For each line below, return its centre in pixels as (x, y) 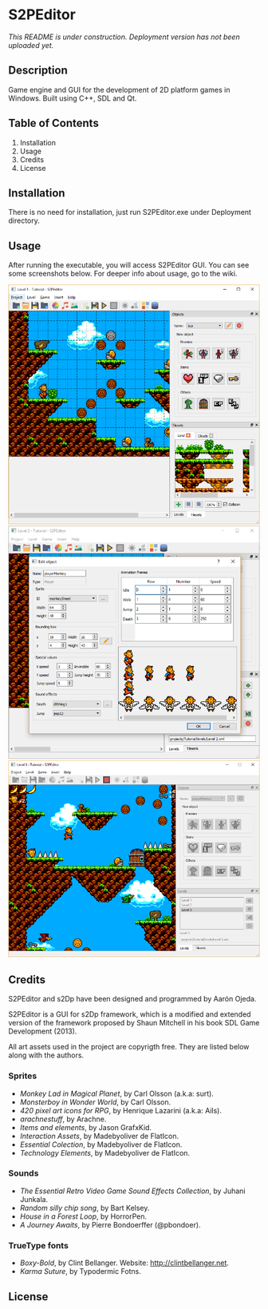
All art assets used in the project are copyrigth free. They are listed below (129, 1047)
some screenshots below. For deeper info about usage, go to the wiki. (123, 274)
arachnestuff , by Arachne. (63, 1119)
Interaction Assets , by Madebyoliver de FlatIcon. (99, 1136)
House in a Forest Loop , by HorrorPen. (83, 1216)
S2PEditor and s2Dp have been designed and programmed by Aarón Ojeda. (132, 999)
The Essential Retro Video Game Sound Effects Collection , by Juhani (132, 1191)
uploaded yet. (31, 45)
